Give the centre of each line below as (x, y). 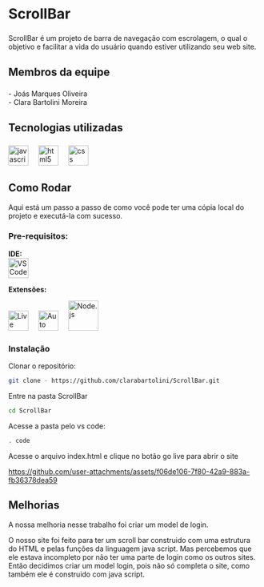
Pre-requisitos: (38, 236)
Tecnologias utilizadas (66, 128)
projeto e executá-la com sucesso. (65, 215)
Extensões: (28, 289)
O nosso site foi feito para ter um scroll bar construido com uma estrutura (129, 540)
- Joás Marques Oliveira (48, 94)
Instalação (29, 348)
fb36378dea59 (33, 480)
